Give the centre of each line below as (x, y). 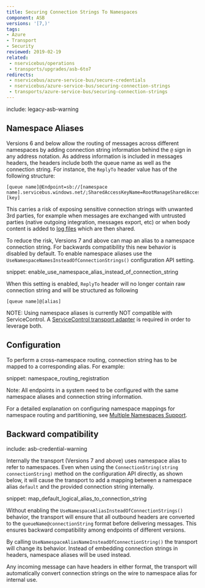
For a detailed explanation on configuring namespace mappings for (91, 409)
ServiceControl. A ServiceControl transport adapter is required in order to (99, 319)
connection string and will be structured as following (72, 290)
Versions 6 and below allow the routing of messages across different (92, 143)
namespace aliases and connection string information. (74, 396)
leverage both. (24, 326)
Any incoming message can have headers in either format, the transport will (102, 567)
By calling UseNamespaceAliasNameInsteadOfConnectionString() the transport (102, 542)
